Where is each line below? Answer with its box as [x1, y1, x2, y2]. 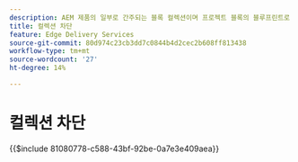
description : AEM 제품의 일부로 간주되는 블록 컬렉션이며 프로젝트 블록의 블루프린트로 [9, 13, 291, 22]
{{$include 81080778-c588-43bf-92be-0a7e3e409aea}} [9, 143, 220, 154]
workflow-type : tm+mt [9, 47, 91, 56]
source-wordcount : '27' [9, 55, 99, 64]
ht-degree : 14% [9, 64, 66, 73]
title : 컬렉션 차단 [9, 22, 73, 31]
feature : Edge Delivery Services [9, 30, 135, 39]
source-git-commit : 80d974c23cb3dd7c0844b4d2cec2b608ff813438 [9, 38, 247, 48]
